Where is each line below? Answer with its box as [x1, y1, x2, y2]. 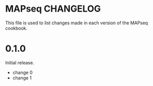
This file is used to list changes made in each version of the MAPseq [5, 20, 148, 26]
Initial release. [5, 59, 34, 66]
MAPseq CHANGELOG [5, 3, 101, 15]
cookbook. [5, 25, 28, 31]
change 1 [12, 74, 32, 81]
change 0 [12, 69, 33, 75]
